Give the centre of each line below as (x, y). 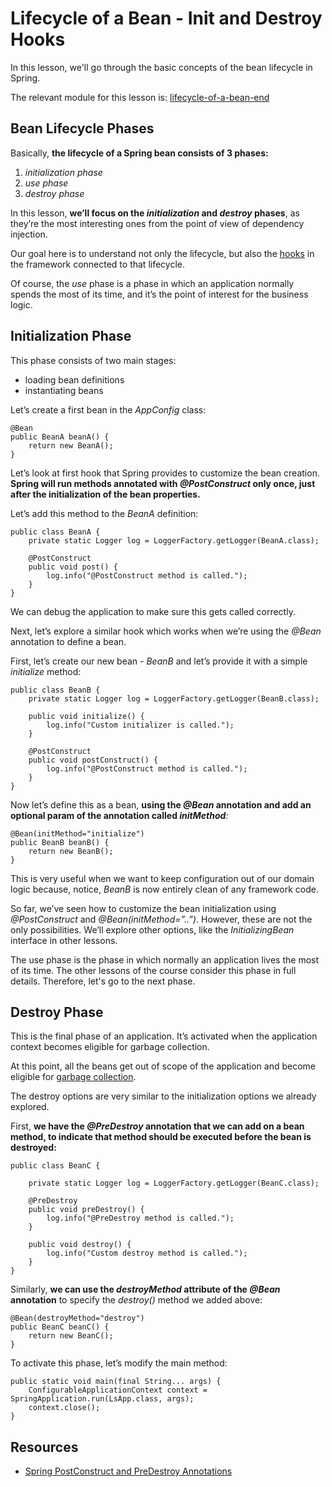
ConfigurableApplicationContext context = (118, 1390)
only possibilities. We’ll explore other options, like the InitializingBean (152, 929)
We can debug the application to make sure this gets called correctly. (153, 611)
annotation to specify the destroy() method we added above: (136, 1300)
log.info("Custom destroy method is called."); (147, 1253)
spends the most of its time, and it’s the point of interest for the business (159, 294)
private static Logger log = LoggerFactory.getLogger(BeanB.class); (174, 698)
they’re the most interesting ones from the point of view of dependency (157, 223)
